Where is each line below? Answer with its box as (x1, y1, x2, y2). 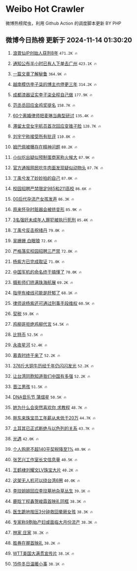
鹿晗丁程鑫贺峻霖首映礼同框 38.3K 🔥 (12, 498, 86, 504)
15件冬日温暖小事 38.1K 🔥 (12, 561, 65, 567)
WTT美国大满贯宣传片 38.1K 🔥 (12, 550, 75, 556)
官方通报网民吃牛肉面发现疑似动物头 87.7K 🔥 (12, 164, 104, 170)
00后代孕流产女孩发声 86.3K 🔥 (12, 196, 75, 202)
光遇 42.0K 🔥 (12, 436, 39, 441)
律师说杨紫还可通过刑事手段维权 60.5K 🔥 (12, 300, 95, 306)
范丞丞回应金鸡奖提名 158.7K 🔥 (12, 102, 76, 108)
